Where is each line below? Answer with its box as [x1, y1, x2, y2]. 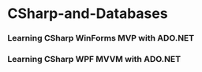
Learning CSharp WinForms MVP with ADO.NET [7, 33, 195, 44]
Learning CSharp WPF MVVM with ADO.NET [7, 54, 181, 65]
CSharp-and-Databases [7, 5, 168, 23]
